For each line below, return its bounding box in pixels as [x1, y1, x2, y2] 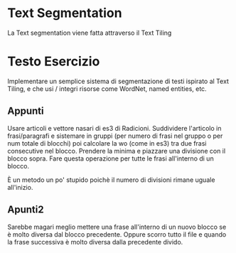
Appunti [7, 105, 44, 117]
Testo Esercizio [7, 53, 100, 70]
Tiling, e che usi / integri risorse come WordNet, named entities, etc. [7, 84, 208, 93]
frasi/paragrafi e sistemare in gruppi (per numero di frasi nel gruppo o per [7, 131, 223, 140]
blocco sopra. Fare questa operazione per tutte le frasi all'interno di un [7, 154, 215, 163]
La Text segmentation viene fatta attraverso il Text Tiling [7, 28, 172, 37]
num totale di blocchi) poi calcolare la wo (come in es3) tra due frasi [7, 139, 207, 147]
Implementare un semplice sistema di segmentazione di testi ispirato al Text [7, 77, 230, 85]
